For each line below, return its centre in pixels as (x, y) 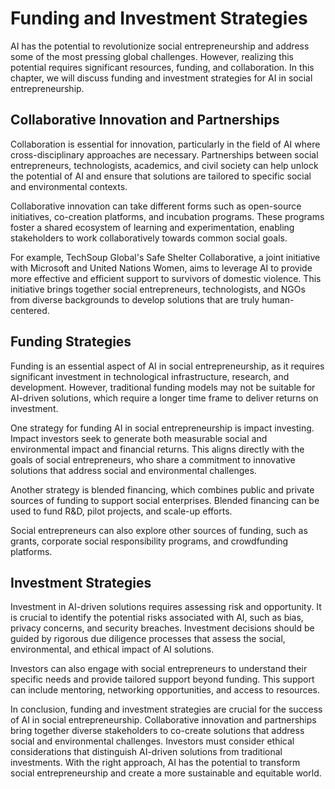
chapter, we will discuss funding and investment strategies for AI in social (161, 78)
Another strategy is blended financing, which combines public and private (162, 489)
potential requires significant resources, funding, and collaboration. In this (162, 67)
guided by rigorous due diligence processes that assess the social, (148, 639)
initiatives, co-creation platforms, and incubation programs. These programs (167, 216)
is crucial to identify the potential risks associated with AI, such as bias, (157, 618)
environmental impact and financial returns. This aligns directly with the (157, 449)
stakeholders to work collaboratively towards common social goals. (149, 238)
